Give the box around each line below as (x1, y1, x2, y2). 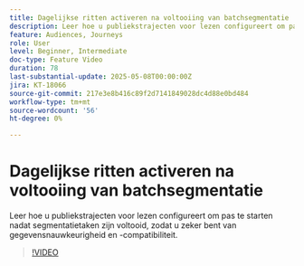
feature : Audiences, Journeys (9, 30, 124, 39)
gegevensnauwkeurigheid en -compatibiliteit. (9, 230, 178, 241)
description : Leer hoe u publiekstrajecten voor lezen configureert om (9, 22, 285, 31)
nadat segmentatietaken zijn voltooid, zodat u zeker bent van (9, 220, 237, 231)
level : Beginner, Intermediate (9, 47, 128, 56)
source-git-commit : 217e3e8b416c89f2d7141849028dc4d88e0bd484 (9, 89, 249, 98)
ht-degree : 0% (9, 114, 63, 123)
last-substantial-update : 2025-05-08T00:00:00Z (9, 72, 193, 81)
